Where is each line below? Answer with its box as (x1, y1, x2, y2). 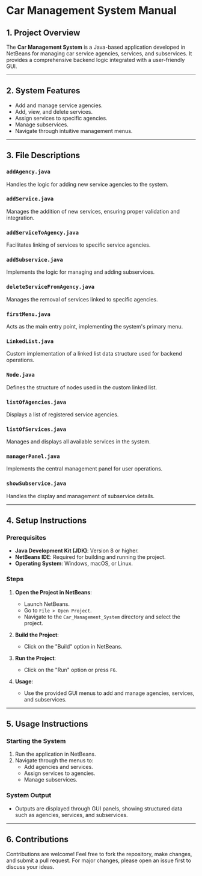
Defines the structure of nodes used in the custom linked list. (6, 383, 158, 391)
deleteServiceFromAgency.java (6, 283, 95, 291)
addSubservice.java (6, 256, 63, 264)
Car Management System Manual (6, 4, 177, 17)
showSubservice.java (6, 480, 67, 487)
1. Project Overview (6, 28, 81, 38)
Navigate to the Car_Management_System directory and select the (23, 613, 180, 620)
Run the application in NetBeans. (14, 750, 96, 758)
